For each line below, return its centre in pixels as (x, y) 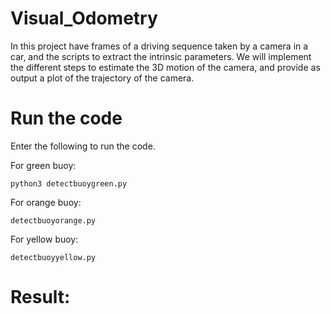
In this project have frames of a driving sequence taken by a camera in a (159, 46)
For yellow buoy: (44, 239)
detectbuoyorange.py (53, 220)
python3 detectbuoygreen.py (69, 183)
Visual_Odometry (84, 18)
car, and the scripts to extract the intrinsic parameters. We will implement (161, 56)
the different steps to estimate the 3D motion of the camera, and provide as (165, 67)
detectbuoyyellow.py (53, 257)
